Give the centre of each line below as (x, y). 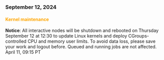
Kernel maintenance (27, 19)
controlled (16, 41)
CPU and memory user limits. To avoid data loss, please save (92, 41)
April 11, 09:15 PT (23, 52)
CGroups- (139, 36)
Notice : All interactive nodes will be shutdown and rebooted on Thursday (82, 31)
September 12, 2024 (31, 7)
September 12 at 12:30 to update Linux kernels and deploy (66, 36)
